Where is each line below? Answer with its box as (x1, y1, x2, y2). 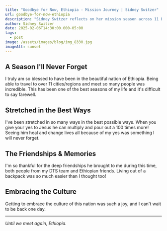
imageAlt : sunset (5, 44, 41, 49)
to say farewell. (5, 91, 36, 97)
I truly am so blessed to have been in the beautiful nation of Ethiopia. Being (5, 76, 159, 82)
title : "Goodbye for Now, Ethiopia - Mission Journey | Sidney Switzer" (5, 7, 159, 12)
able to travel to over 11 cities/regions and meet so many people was (5, 81, 145, 87)
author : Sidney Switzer (5, 21, 55, 26)
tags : (5, 30, 16, 35)
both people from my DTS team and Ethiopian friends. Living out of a (5, 168, 146, 174)
